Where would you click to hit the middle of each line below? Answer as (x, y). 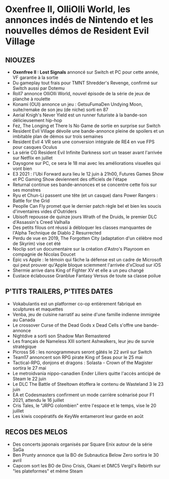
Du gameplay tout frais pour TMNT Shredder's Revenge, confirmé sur (85, 83)
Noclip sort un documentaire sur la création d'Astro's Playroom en (81, 249)
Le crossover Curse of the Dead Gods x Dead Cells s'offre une (77, 325)
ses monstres (27, 190)
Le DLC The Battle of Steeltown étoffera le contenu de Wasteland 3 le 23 (88, 384)
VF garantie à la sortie (35, 77)
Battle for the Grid (31, 201)
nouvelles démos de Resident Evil (77, 31)
